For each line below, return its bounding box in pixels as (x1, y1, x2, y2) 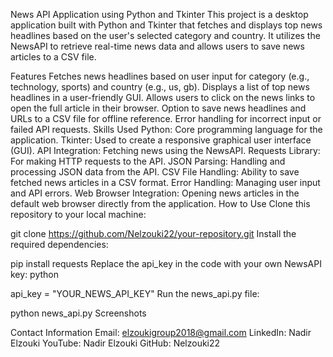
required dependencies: (10, 239, 109, 250)
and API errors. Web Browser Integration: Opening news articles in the (10, 187, 300, 199)
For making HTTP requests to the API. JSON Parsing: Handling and (10, 155, 286, 167)
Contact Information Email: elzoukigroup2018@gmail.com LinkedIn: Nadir (10, 327, 312, 338)
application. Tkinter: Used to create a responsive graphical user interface (10, 134, 312, 146)
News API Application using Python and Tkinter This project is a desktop (10, 9, 309, 20)
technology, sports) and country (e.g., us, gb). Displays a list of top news (10, 81, 310, 93)
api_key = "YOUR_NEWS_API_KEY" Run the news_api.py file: (10, 288, 260, 299)
